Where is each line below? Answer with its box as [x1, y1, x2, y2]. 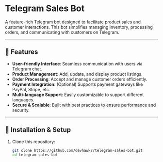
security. [12, 107, 30, 113]
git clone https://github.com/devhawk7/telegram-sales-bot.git [12, 148, 143, 153]
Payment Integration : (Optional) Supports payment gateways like [12, 81, 143, 87]
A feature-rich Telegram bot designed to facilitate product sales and [5, 19, 141, 25]
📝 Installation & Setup [5, 126, 71, 134]
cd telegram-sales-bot [12, 152, 58, 158]
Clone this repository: [12, 139, 55, 145]
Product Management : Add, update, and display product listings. [12, 71, 143, 77]
